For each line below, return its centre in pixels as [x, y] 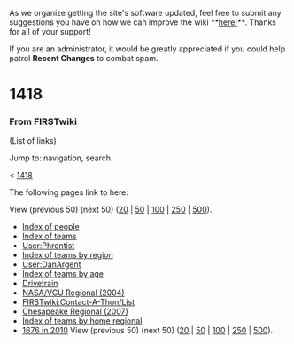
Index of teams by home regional [82, 321]
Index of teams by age [63, 274]
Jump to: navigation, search [60, 158]
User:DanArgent [51, 264]
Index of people [50, 227]
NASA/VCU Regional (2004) [73, 293]
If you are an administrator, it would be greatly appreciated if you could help [147, 49]
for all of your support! [50, 31]
